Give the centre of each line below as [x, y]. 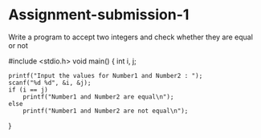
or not [18, 45]
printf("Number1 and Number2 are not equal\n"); [106, 111]
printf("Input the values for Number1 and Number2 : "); [106, 75]
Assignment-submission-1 [99, 15]
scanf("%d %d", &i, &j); [50, 83]
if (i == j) [28, 90]
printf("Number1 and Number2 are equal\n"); [98, 97]
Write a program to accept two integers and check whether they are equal [130, 37]
